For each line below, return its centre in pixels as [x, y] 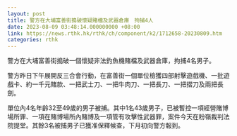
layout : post [26, 14]
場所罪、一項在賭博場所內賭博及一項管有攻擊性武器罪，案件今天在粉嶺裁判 [115, 117]
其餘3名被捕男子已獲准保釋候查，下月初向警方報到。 [108, 125]
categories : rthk [33, 40]
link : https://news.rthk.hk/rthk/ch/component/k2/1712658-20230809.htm [115, 33]
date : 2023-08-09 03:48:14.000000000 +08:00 [74, 27]
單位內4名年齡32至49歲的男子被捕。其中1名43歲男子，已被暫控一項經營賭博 [118, 108]
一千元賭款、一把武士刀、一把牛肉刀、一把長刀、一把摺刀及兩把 [124, 84]
